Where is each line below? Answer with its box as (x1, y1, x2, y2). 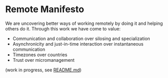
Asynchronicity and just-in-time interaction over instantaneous (12, 41, 144, 47)
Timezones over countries (12, 52, 68, 58)
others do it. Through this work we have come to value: (5, 25, 121, 31)
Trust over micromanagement (12, 57, 75, 63)
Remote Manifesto (5, 4, 85, 15)
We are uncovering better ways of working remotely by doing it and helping (5, 20, 163, 26)
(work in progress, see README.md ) (5, 67, 82, 73)
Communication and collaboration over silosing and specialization (12, 35, 151, 42)
